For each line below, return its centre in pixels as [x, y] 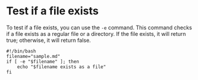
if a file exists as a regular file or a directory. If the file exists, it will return [96, 33]
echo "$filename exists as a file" [62, 67]
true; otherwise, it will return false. [49, 40]
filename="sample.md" [33, 56]
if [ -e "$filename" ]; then [43, 61]
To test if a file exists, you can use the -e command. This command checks [99, 27]
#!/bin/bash [21, 51]
